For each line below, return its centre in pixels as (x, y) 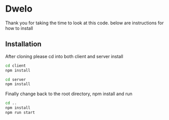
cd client (16, 66)
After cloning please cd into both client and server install (64, 56)
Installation (23, 44)
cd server (16, 79)
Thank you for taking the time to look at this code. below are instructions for (84, 23)
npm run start (20, 112)
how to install (19, 28)
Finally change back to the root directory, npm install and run (69, 94)
